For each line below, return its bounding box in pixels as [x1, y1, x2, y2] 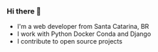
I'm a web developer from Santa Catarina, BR [16, 22, 149, 31]
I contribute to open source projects [16, 37, 122, 46]
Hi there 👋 [6, 6, 42, 16]
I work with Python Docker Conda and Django [16, 30, 152, 38]
